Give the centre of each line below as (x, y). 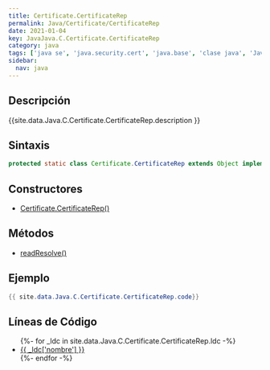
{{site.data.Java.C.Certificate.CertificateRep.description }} (104, 120)
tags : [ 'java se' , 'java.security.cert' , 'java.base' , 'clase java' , (127, 53)
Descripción (39, 101)
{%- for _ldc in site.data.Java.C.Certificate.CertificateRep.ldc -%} (128, 341)
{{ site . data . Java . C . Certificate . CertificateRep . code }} (104, 297)
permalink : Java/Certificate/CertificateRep (84, 23)
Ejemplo (29, 278)
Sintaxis (29, 145)
